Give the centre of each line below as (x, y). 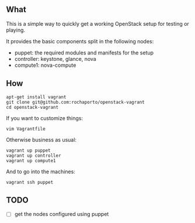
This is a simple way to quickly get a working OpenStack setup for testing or (98, 23)
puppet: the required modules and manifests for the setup (84, 53)
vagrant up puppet (28, 150)
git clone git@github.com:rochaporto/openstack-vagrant (75, 102)
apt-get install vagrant (36, 97)
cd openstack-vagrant (32, 107)
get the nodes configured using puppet (62, 214)
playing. (15, 30)
